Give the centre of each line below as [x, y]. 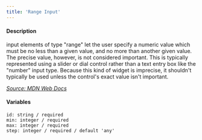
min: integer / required [37, 120]
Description [21, 31]
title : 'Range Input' [34, 12]
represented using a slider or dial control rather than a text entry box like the [101, 63]
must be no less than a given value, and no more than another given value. [99, 51]
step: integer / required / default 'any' [60, 131]
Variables [19, 102]
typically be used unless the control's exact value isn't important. [87, 77]
